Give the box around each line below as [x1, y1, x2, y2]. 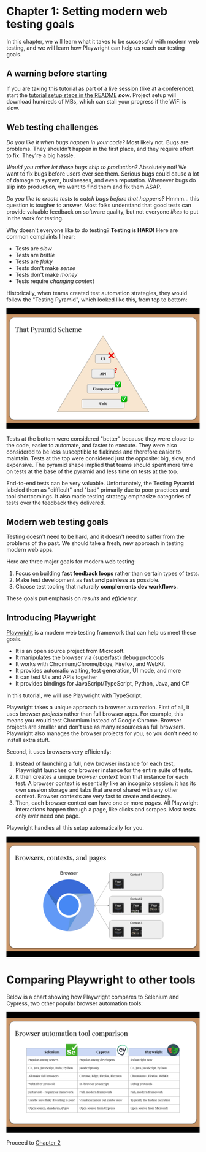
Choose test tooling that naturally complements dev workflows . [15, 583, 178, 590]
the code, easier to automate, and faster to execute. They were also [6, 441, 178, 449]
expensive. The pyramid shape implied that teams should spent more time [6, 461, 193, 468]
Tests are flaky [15, 258, 53, 265]
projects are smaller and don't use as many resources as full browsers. [6, 723, 186, 731]
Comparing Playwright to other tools [6, 973, 196, 987]
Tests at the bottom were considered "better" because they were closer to [6, 435, 194, 443]
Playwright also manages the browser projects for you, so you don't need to [6, 730, 198, 737]
